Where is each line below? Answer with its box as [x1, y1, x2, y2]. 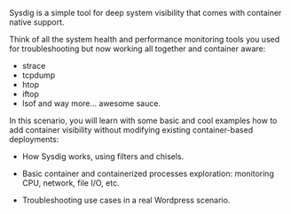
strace [21, 61, 46, 71]
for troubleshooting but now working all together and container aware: [9, 43, 266, 54]
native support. [9, 17, 65, 27]
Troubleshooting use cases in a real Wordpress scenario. [21, 195, 231, 205]
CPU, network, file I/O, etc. [21, 178, 120, 188]
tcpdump [21, 70, 56, 80]
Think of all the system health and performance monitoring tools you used [9, 34, 280, 44]
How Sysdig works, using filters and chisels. [21, 151, 185, 162]
